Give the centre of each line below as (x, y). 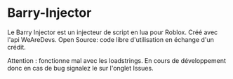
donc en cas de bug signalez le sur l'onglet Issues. (80, 68)
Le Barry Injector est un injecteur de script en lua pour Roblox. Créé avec (113, 32)
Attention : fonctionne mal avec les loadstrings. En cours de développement (117, 60)
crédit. (16, 47)
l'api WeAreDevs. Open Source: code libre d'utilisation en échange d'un (111, 39)
